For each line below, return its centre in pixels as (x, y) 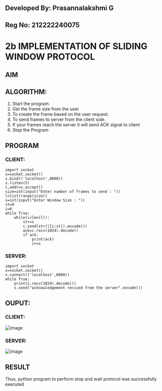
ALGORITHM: (26, 92)
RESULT (18, 367)
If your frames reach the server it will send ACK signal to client (76, 125)
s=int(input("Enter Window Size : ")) (45, 200)
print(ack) (43, 239)
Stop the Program (30, 130)
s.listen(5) (17, 183)
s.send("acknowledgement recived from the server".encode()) (78, 288)
